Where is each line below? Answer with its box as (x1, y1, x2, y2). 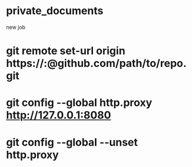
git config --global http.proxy (6, 96, 153, 109)
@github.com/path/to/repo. (47, 57, 187, 70)
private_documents (6, 4, 104, 18)
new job (6, 24, 25, 31)
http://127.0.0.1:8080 (6, 109, 111, 122)
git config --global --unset (6, 135, 138, 149)
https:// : (6, 57, 48, 70)
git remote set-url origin (6, 44, 125, 58)
